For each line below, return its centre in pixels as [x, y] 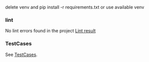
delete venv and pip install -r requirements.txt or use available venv [75, 7]
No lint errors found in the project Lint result [51, 31]
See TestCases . [21, 55]
